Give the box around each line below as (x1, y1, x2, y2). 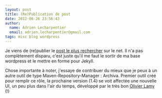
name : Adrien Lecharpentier (9, 25, 67, 30)
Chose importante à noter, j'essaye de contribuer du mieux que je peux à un (5, 67, 157, 73)
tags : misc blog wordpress (5, 35, 60, 39)
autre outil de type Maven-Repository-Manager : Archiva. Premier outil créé (5, 73, 157, 78)
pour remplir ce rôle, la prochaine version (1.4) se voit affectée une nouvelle (5, 78, 157, 83)
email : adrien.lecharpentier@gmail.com (9, 30, 90, 35)
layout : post (5, 7, 32, 12)
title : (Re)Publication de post (5, 12, 71, 17)
